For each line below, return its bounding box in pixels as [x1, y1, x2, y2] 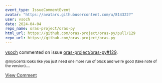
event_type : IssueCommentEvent [5, 7, 71, 13]
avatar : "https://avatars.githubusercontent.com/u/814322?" [5, 12, 134, 17]
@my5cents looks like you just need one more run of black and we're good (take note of [5, 59, 157, 64]
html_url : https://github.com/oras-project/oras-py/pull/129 [5, 31, 136, 36]
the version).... [5, 63, 30, 68]
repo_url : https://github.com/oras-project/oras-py [5, 36, 115, 41]
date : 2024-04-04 [5, 21, 42, 27]
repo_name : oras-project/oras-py [5, 26, 75, 31]
